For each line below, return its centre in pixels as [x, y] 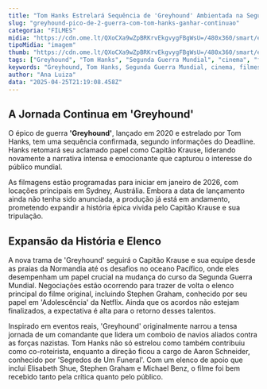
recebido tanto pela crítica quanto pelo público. [86, 377]
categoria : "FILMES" [43, 30]
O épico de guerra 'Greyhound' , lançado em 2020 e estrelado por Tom [125, 133]
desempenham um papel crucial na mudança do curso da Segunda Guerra [130, 277]
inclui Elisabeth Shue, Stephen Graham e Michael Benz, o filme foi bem [124, 368]
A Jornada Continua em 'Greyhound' [101, 114]
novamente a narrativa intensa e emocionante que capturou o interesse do [130, 159]
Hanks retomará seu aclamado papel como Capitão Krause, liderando [122, 150]
